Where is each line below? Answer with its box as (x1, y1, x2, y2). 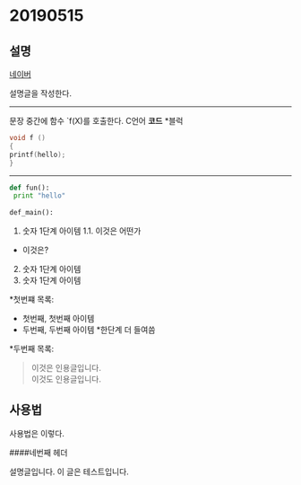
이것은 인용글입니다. (30, 363, 101, 373)
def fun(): (9, 183, 50, 192)
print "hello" (13, 191, 66, 200)
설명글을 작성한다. (9, 88, 73, 99)
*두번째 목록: (9, 343, 55, 354)
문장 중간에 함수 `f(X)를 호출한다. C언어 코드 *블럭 (9, 116, 184, 126)
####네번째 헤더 (9, 446, 68, 458)
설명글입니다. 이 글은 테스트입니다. (9, 466, 130, 477)
